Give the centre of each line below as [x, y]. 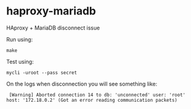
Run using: [20, 39]
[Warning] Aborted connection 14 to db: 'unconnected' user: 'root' [97, 95]
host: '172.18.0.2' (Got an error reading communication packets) [92, 100]
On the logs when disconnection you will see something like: [82, 84]
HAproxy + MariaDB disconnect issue [53, 28]
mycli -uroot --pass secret [42, 73]
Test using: [20, 61]
